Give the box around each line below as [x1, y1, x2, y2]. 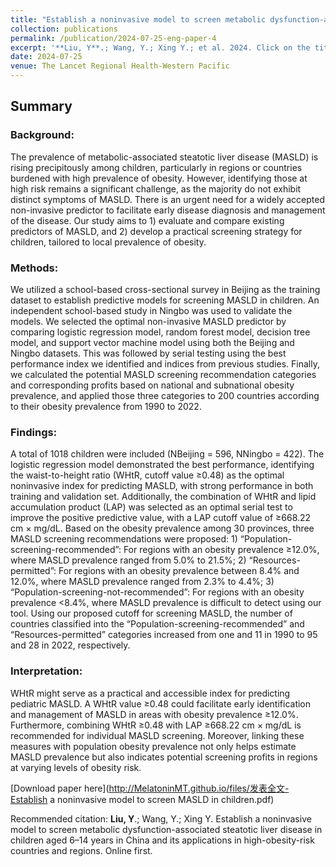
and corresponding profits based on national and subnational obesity [10, 379, 295, 391]
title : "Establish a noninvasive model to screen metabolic [10, 14, 267, 25]
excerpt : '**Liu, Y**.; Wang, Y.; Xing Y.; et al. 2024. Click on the [10, 42, 311, 53]
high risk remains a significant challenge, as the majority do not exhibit [10, 182, 302, 195]
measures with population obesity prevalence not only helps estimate [10, 740, 297, 752]
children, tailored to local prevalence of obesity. [10, 236, 207, 248]
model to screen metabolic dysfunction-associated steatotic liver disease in [10, 823, 323, 835]
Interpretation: [10, 664, 83, 678]
